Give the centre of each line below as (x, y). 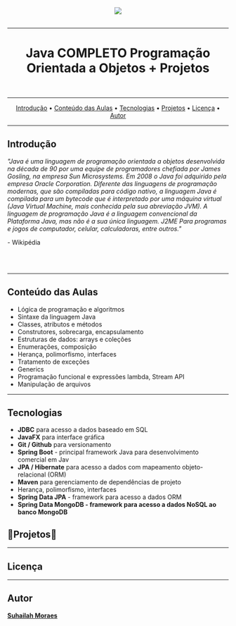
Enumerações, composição (57, 346)
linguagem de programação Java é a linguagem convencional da (103, 214)
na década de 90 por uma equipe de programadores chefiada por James (114, 168)
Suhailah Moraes (32, 615)
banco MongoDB (42, 512)
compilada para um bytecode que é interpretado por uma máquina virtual (114, 198)
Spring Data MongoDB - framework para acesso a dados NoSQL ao (117, 505)
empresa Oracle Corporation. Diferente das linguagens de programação (112, 183)
